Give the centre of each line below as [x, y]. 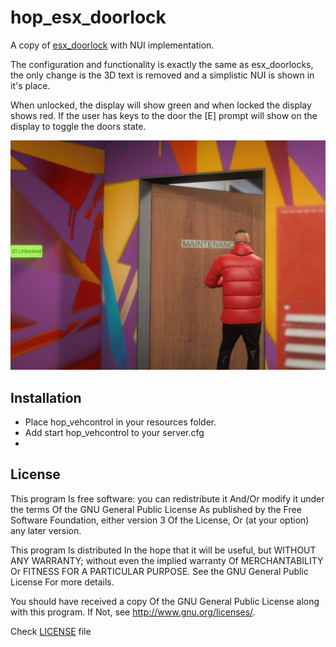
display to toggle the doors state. [78, 126]
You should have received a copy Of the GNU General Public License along [165, 601]
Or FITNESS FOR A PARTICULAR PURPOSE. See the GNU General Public [159, 571]
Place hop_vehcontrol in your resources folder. [120, 422]
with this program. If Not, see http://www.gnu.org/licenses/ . [133, 612]
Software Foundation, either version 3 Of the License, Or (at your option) [160, 520]
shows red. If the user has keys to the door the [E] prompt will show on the [164, 115]
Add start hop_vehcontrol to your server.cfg [114, 432]
